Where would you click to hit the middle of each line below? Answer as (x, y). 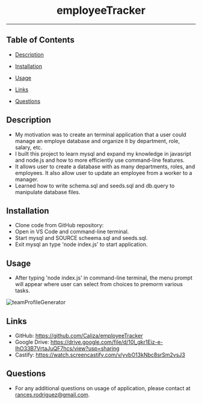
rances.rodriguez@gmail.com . (52, 394)
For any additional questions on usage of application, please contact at (103, 388)
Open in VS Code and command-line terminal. (72, 231)
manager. (27, 179)
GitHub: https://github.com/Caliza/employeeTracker (79, 335)
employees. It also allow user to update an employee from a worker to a (103, 173)
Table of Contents (41, 40)
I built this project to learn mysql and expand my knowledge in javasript (103, 153)
